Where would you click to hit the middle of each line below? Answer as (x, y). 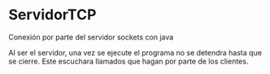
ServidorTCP (52, 15)
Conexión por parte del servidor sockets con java (91, 37)
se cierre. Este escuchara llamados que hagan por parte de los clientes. (128, 61)
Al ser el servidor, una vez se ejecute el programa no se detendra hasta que (135, 52)
